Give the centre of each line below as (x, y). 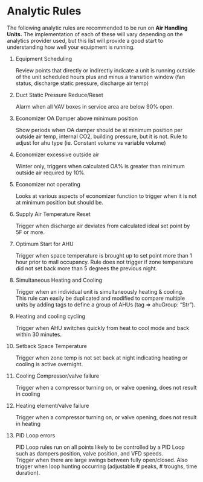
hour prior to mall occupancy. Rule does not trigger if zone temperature (104, 262)
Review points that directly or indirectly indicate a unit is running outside (105, 70)
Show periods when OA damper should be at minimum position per (99, 130)
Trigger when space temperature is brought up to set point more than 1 (104, 255)
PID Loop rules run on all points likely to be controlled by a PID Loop (100, 447)
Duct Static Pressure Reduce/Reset (59, 95)
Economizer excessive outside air (57, 154)
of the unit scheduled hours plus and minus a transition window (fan (100, 77)
